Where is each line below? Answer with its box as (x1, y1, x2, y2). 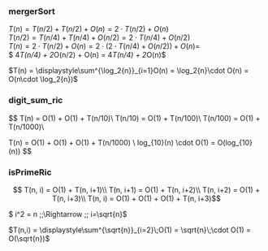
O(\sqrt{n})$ (8, 233, 50, 243)
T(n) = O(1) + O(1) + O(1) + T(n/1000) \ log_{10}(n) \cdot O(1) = (8, 137, 216, 147)
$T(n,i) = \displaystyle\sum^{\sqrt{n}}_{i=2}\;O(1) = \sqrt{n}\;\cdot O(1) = (8, 225, 252, 235)
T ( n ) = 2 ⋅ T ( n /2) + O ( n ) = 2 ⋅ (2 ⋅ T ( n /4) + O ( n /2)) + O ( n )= (8, 41, 201, 51)
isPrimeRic (8, 167, 52, 178)
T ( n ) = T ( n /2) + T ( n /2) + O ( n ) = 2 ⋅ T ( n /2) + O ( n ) (8, 24, 169, 34)
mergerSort (8, 6, 55, 17)
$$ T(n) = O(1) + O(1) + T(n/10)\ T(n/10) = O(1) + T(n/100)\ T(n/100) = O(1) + (8, 113, 261, 123)
